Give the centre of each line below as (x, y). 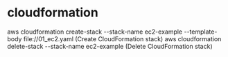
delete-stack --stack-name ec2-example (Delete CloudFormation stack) (110, 46)
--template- (200, 32)
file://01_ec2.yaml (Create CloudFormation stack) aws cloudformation (122, 38)
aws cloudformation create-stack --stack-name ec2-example (95, 32)
